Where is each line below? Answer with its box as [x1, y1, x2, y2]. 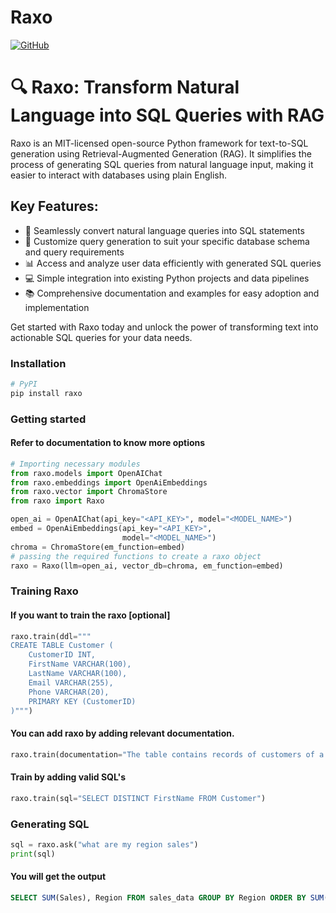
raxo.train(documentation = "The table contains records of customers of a [10, 749, 325, 760]
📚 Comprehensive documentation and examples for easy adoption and [24, 287, 320, 299]
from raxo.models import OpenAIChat [10, 468, 163, 478]
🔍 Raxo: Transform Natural [10, 76, 240, 99]
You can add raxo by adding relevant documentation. [10, 727, 235, 740]
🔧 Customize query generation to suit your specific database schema [24, 235, 310, 247]
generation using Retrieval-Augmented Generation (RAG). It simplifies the [10, 147, 312, 160]
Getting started [10, 412, 87, 426]
